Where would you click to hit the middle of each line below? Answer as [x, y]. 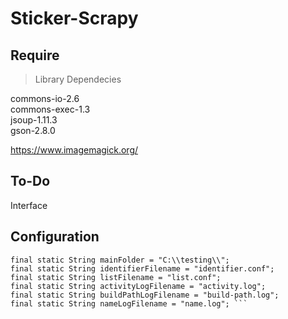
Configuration [55, 237]
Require [35, 55]
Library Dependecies [78, 79]
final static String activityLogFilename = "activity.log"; [138, 286]
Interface [29, 205]
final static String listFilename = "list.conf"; [116, 277]
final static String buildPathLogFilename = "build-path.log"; [145, 295]
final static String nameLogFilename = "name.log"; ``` [129, 303]
